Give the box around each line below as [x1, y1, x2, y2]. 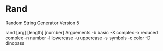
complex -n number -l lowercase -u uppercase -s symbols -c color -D [5, 35, 151, 41]
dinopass [5, 40, 24, 46]
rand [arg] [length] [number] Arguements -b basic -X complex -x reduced [5, 29, 158, 35]
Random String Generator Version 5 [5, 20, 79, 26]
